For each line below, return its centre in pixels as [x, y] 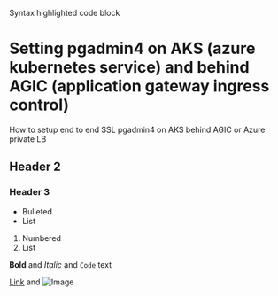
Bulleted [37, 211]
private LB [28, 139]
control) [39, 105]
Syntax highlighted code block [65, 13]
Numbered [42, 238]
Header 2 [35, 167]
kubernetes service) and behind [129, 68]
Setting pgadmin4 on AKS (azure [132, 49]
